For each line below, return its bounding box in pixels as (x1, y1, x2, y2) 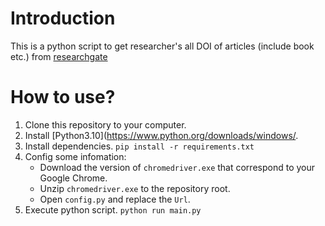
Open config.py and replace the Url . (39, 193, 191, 205)
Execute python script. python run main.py (24, 203, 202, 216)
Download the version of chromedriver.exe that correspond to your (39, 161, 316, 173)
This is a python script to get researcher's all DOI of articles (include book (10, 40, 315, 52)
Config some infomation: (24, 150, 127, 162)
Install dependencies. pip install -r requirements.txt (24, 140, 255, 152)
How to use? (10, 86, 116, 109)
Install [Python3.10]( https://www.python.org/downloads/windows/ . (24, 129, 299, 141)
